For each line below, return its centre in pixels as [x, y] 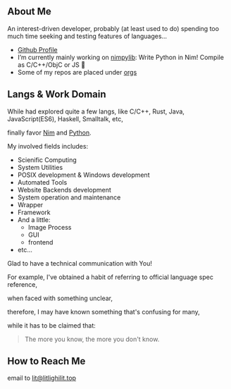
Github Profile [37, 49]
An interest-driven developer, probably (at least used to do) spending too [113, 28]
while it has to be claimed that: [52, 325]
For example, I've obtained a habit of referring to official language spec [110, 277]
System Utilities [40, 167]
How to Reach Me [46, 361]
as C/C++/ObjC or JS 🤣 [51, 64]
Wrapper [30, 204]
